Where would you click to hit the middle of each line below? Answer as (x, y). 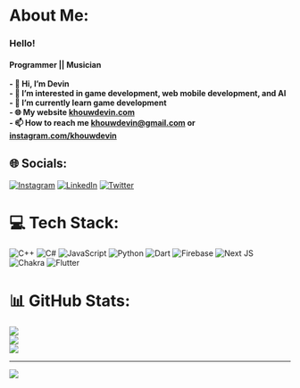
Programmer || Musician (55, 64)
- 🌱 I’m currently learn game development (88, 103)
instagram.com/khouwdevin (63, 136)
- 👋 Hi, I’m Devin (39, 83)
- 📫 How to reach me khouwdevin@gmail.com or (103, 122)
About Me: (49, 16)
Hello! (22, 44)
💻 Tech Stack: (64, 223)
